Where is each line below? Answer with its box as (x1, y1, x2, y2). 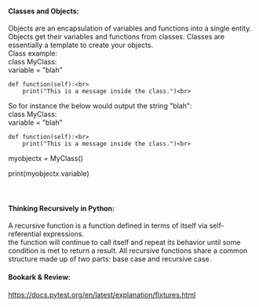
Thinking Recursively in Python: (8, 203, 115, 213)
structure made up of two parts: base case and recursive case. (8, 254, 212, 264)
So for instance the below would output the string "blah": (8, 101, 192, 111)
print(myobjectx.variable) (8, 169, 90, 178)
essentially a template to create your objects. (8, 40, 154, 50)
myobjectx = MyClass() (8, 154, 84, 163)
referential (8, 229, 42, 239)
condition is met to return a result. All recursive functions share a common (8, 246, 248, 255)
